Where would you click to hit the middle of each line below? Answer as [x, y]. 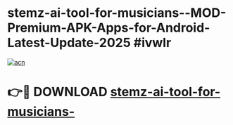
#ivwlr [152, 43]
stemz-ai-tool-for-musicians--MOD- [117, 13]
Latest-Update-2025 [69, 43]
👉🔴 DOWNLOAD [57, 92]
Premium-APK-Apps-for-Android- [109, 28]
